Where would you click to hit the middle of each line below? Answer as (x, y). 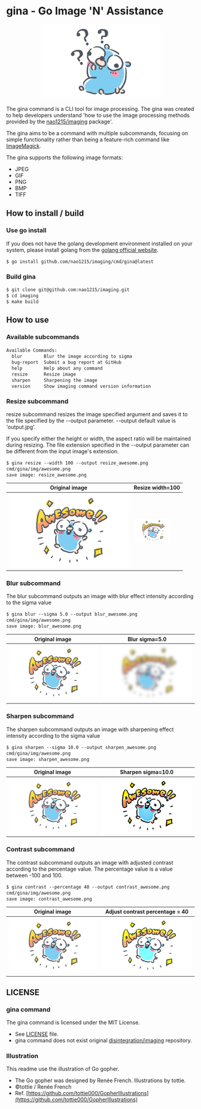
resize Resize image (44, 374)
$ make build (22, 302)
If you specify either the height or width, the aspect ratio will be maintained (99, 438)
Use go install (26, 231)
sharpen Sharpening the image (54, 380)
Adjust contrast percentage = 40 (147, 912)
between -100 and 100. (34, 875)
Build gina (21, 277)
